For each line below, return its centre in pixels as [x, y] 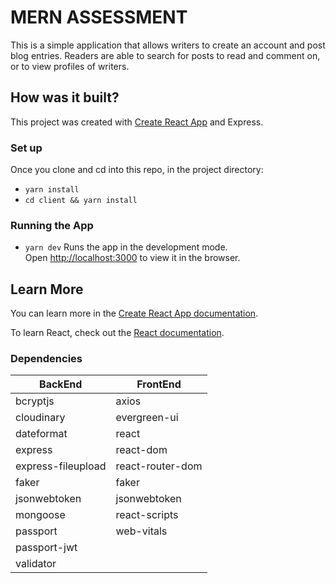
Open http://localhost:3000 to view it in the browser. [132, 258]
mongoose [40, 515]
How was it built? [65, 97]
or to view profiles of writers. [70, 66]
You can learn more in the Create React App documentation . [134, 313]
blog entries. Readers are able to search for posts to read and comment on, [165, 55]
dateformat [41, 434]
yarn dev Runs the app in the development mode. [126, 247]
